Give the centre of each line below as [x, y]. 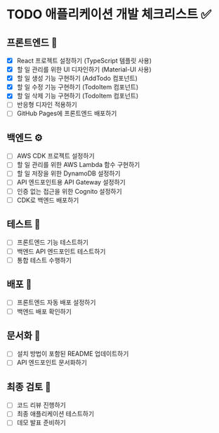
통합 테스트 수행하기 [44, 260]
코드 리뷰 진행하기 [41, 405]
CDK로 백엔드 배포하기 [48, 200]
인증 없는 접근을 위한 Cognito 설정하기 [69, 191]
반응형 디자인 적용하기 [47, 105]
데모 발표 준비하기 [41, 422]
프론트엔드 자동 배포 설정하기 [56, 302]
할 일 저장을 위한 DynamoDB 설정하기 [68, 173]
